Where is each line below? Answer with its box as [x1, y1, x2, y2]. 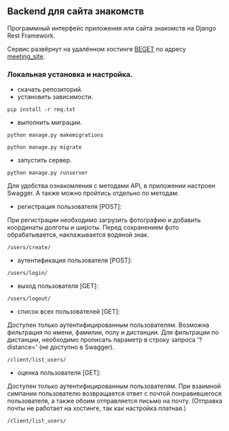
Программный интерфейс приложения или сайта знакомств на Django [7, 24, 217, 32]
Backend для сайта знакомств [7, 6, 145, 17]
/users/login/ [7, 270, 48, 277]
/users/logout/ [7, 295, 51, 303]
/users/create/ [7, 244, 51, 251]
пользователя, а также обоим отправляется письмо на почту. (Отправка [7, 397, 223, 405]
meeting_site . [7, 52, 46, 60]
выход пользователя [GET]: [17, 282, 99, 290]
